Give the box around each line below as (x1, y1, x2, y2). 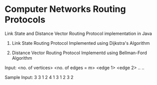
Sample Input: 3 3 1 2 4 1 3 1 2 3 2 (4, 74, 74, 80)
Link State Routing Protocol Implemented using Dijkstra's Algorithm (11, 40, 150, 46)
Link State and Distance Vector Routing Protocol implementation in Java (4, 30, 153, 36)
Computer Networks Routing (4, 3, 126, 15)
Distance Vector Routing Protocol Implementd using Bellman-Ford (11, 50, 148, 56)
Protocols (4, 14, 46, 25)
